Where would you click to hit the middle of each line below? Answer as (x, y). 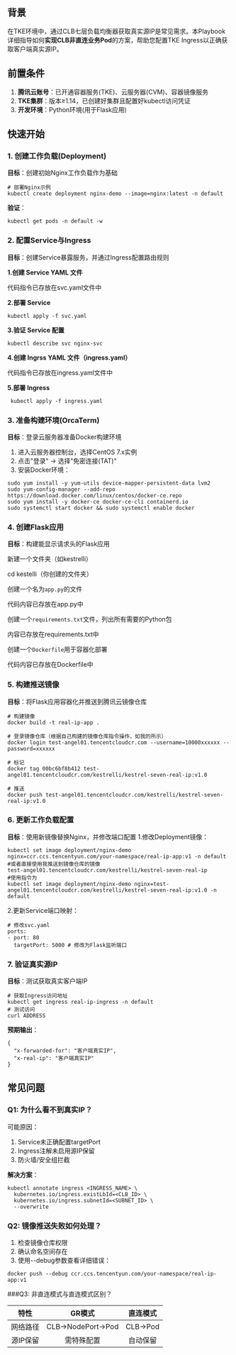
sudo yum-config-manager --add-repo (61, 489)
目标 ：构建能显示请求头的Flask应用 (58, 544)
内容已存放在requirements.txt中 (53, 634)
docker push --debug (38, 1274)
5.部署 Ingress (29, 387)
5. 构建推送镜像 (33, 685)
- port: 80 (23, 938)
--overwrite (32, 1207)
